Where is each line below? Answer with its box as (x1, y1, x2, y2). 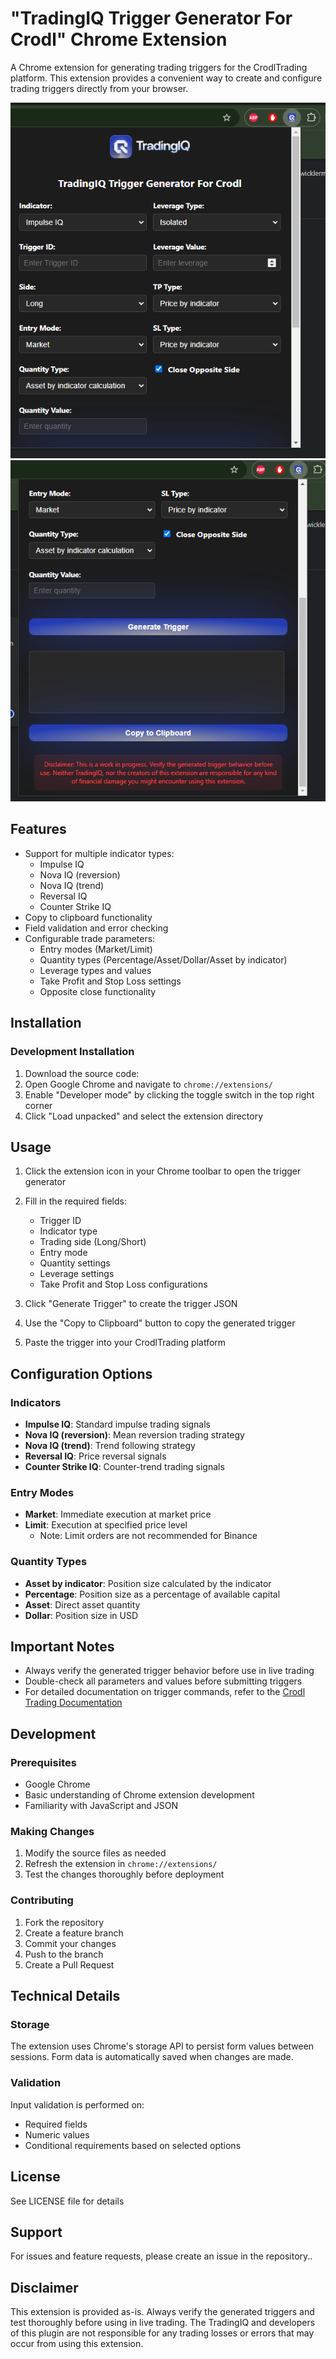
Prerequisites (10, 1755, 77, 1769)
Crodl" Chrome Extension (10, 28, 228, 51)
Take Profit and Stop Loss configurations (39, 1278, 208, 1291)
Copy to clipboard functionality (24, 911, 153, 923)
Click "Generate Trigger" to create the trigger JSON (24, 1298, 238, 1310)
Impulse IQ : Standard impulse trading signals (24, 1418, 212, 1431)
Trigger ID (39, 1215, 82, 1227)
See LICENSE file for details (10, 2195, 125, 2207)
